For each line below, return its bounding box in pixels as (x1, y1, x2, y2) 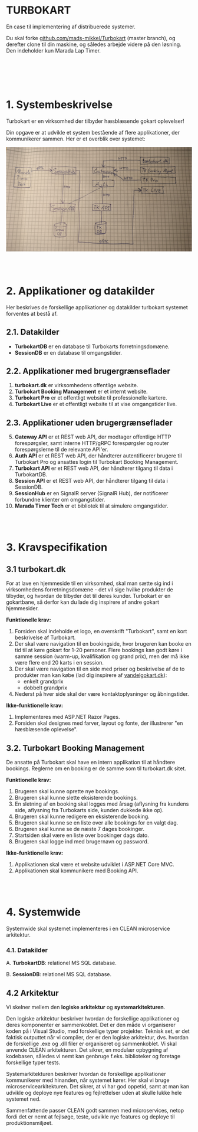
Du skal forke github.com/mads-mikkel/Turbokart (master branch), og (6, 34, 176, 41)
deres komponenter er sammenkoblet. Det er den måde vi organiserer (6, 1022, 176, 1029)
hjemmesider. (6, 605, 39, 612)
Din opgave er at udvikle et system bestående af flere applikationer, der (6, 129, 180, 136)
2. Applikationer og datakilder (6, 284, 155, 298)
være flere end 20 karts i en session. (14, 659, 104, 666)
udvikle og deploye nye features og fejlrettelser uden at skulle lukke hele (6, 1090, 182, 1097)
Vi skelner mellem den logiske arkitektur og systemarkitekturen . (6, 1004, 166, 1011)
